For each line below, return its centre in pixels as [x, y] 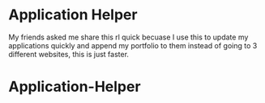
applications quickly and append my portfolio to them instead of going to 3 [133, 45]
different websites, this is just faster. [69, 54]
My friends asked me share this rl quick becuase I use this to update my [128, 37]
